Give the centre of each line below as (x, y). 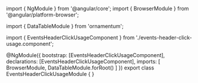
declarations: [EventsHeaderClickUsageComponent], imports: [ (83, 62)
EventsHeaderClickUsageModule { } (50, 74)
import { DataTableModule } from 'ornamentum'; (65, 26)
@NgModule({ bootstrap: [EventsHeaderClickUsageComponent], (85, 55)
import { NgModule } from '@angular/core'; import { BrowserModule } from (98, 9)
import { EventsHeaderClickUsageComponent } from (71, 37)
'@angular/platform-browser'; (42, 15)
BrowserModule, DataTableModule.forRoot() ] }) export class (80, 68)
